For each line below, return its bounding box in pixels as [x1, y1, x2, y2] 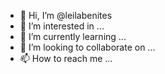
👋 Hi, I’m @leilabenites [19, 10, 113, 21]
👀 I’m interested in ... [19, 20, 105, 32]
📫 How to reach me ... [19, 53, 113, 64]
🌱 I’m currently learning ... [19, 31, 127, 42]
